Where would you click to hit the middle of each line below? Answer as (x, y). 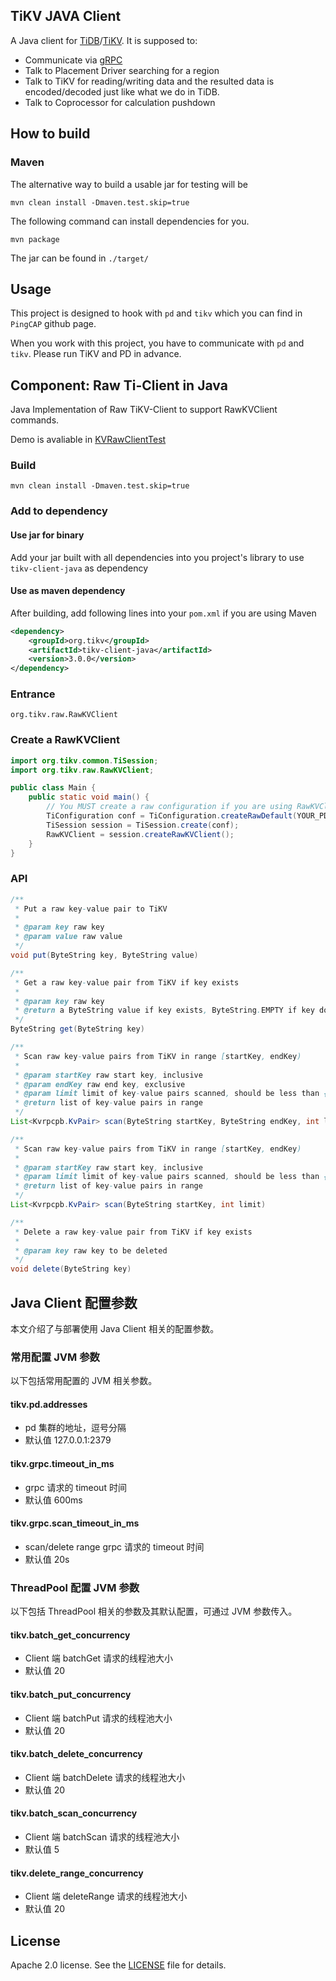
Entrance (33, 694)
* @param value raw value (68, 937)
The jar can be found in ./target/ (80, 258)
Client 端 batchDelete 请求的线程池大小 (105, 1777)
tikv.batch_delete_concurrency (76, 1754)
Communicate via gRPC (73, 60)
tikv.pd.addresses (49, 1404)
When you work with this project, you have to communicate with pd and (157, 343)
